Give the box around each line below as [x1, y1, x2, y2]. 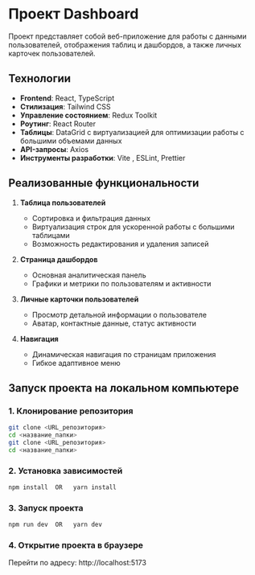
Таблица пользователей [19, 198, 106, 207]
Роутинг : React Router [19, 118, 97, 129]
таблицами [31, 230, 70, 240]
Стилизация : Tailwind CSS [19, 101, 111, 111]
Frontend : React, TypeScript [19, 93, 115, 103]
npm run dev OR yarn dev [8, 520, 103, 529]
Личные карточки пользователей [19, 294, 139, 304]
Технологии [8, 72, 71, 85]
